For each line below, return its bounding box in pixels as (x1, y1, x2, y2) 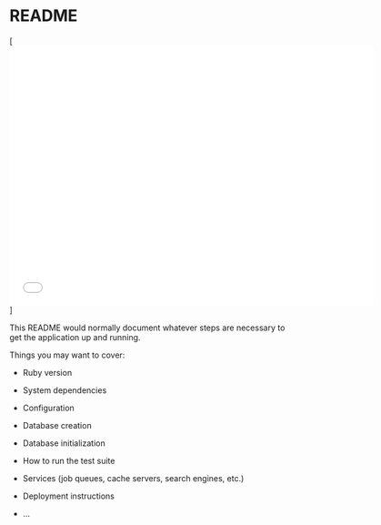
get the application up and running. (9, 331, 141, 342)
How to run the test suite (22, 455, 115, 466)
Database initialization (22, 438, 106, 449)
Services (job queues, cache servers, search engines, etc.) (22, 472, 245, 483)
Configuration (22, 402, 75, 413)
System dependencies (22, 384, 107, 396)
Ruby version (22, 367, 73, 378)
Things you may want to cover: (9, 349, 125, 360)
